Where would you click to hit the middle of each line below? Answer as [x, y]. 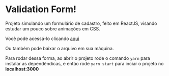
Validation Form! [41, 9]
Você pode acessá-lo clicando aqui [42, 39]
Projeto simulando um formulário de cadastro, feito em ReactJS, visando [81, 23]
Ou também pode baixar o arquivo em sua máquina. [60, 48]
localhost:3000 [22, 69]
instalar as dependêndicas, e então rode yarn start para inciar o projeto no [84, 63]
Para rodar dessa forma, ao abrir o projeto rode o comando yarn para [78, 58]
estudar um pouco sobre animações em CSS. [53, 28]
